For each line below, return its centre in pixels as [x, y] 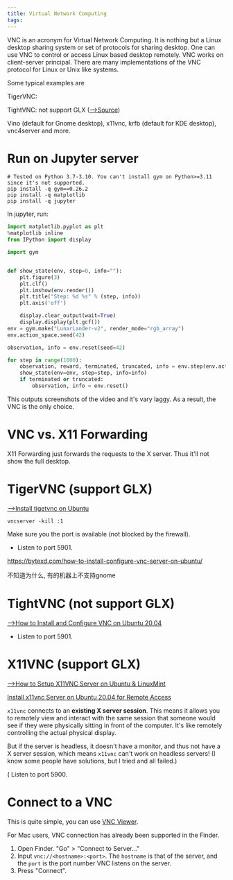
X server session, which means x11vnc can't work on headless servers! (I [111, 753]
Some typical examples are [46, 83]
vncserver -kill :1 [35, 521]
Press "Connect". [42, 870]
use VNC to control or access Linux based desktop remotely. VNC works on [115, 54]
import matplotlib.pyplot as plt [55, 227]
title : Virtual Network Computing [57, 14]
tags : [15, 20]
